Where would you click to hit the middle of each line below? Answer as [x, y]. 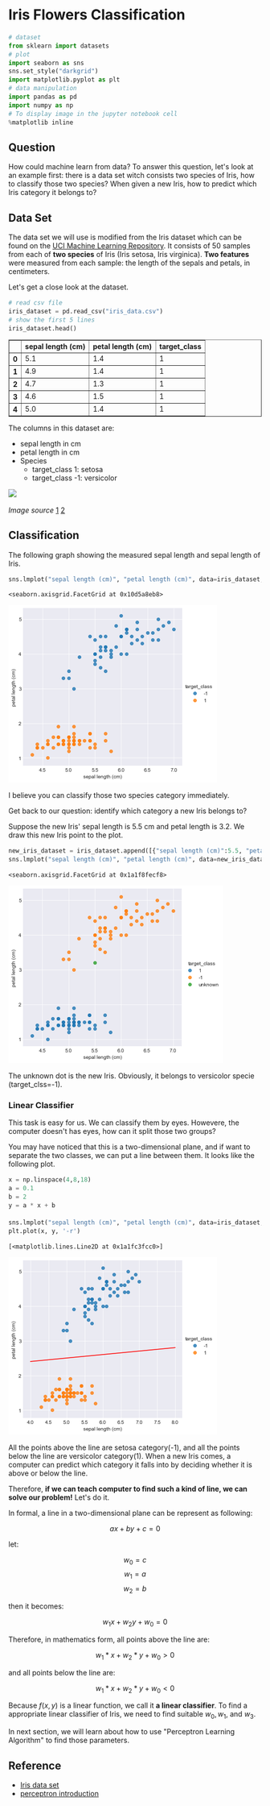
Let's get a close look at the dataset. [68, 287]
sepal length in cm [51, 443]
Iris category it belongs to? [53, 193]
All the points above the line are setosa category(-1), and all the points [124, 1447]
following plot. [32, 1164]
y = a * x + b [32, 1206]
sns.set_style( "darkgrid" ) [53, 71]
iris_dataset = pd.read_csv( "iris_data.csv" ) [86, 312]
